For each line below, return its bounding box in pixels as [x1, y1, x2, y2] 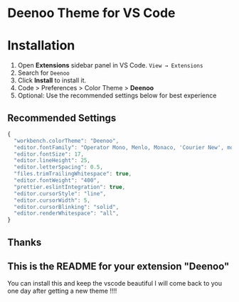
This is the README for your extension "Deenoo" [7, 260, 230, 272]
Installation [7, 38, 75, 54]
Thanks [7, 236, 42, 248]
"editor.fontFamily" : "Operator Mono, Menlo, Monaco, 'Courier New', [14, 144, 224, 151]
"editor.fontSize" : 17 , [14, 151, 84, 158]
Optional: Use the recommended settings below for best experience [17, 91, 217, 100]
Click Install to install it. [17, 76, 87, 85]
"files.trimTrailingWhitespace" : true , [14, 171, 132, 178]
